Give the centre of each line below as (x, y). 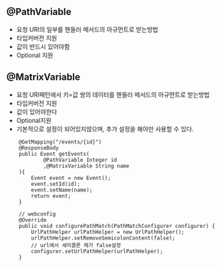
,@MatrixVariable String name (86, 166)
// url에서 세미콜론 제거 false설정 (76, 245)
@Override (33, 220)
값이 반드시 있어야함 (43, 46)
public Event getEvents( (54, 154)
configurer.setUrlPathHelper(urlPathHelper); (97, 251)
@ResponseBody (39, 148)
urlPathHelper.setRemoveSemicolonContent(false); (103, 238)
